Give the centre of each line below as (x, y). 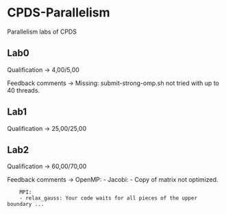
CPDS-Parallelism (59, 13)
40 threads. (23, 90)
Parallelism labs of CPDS (42, 32)
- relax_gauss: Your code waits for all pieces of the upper (108, 198)
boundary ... (26, 204)
